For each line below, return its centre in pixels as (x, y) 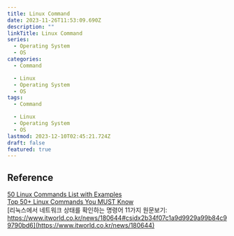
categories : (24, 59)
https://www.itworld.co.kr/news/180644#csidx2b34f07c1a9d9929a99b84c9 (117, 218)
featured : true (29, 149)
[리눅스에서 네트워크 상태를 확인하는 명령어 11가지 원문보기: (87, 210)
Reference (30, 178)
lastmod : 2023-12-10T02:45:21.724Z (59, 136)
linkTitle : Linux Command (45, 33)
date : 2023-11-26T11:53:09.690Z (54, 20)
